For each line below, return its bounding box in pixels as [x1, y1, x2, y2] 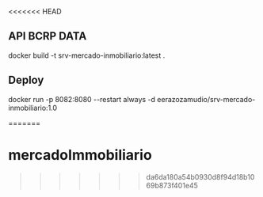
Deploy [8, 74, 44, 87]
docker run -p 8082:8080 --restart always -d [8, 94, 156, 104]
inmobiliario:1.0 [8, 103, 58, 112]
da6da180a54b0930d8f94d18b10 [146, 172, 255, 181]
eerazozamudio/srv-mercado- [157, 94, 256, 104]
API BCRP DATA [8, 29, 87, 43]
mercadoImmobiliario [8, 146, 152, 164]
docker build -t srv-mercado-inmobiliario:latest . [8, 51, 166, 60]
